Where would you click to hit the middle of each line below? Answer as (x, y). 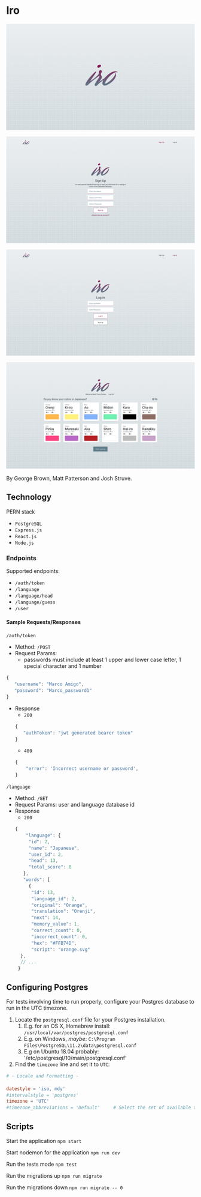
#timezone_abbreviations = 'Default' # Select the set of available (99, 1108)
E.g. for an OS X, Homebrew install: (67, 1026)
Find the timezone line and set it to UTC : (62, 1064)
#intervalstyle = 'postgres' (42, 1095)
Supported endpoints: (33, 571)
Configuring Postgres (47, 987)
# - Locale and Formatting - (42, 1076)
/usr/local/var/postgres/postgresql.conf (76, 1033)
